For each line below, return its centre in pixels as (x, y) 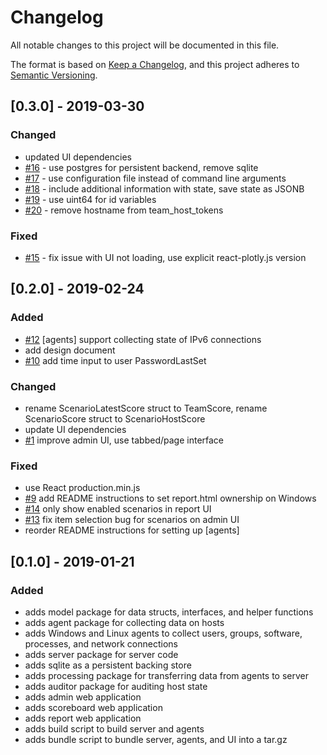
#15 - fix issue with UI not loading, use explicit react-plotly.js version (165, 257)
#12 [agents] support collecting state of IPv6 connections (143, 339)
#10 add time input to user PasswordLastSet (115, 360)
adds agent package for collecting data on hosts (124, 622)
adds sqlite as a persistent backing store (108, 665)
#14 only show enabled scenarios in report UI (118, 509)
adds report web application (83, 718)
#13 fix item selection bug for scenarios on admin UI (132, 520)
